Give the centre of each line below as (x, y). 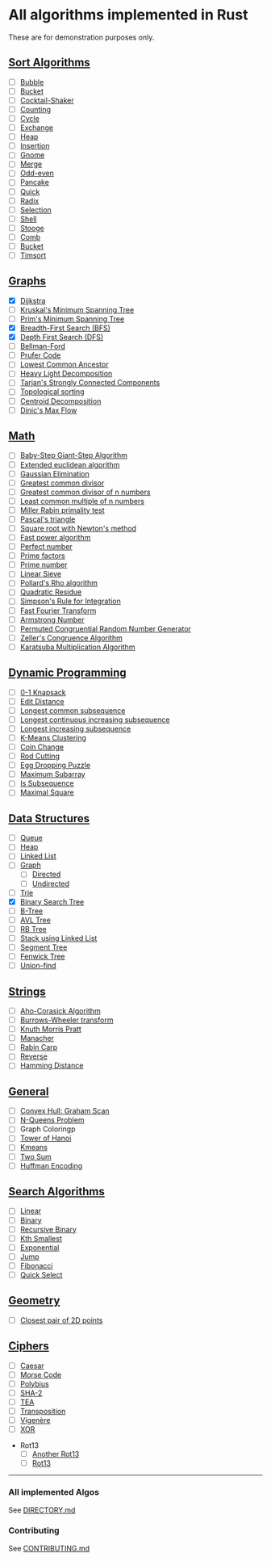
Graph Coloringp (48, 1129)
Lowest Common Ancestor (64, 364)
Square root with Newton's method (78, 528)
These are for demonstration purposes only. (81, 37)
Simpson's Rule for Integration (70, 601)
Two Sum (36, 1156)
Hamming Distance (52, 1066)
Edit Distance (42, 701)
